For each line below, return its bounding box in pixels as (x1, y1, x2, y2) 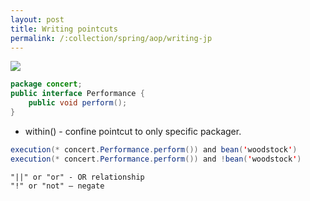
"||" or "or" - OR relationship (10, 172, 145, 182)
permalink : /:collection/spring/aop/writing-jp (10, 33, 213, 43)
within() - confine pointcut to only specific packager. (24, 125, 242, 137)
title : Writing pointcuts (10, 24, 118, 34)
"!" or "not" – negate (10, 181, 105, 191)
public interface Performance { (10, 89, 145, 99)
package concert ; (10, 79, 83, 90)
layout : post (10, 14, 65, 25)
